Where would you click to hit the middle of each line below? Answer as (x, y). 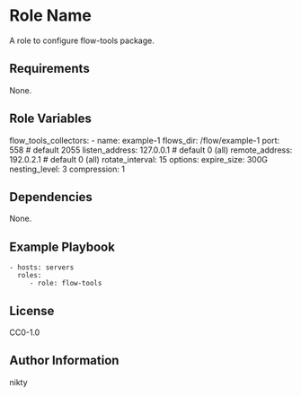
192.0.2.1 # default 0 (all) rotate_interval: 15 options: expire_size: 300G (138, 159)
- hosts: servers (42, 268)
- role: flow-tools (66, 284)
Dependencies (51, 197)
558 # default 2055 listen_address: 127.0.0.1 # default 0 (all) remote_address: (151, 150)
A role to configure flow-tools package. (82, 40)
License (32, 311)
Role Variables (50, 119)
